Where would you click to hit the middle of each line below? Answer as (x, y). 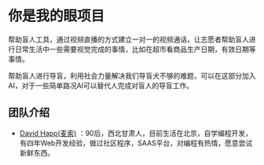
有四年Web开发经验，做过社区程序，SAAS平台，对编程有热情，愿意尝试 (136, 143)
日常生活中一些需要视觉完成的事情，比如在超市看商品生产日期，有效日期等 (135, 49)
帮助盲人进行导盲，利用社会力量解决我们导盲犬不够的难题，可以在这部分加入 (132, 75)
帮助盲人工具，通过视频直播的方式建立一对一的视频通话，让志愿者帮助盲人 (128, 39)
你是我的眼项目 (57, 16)
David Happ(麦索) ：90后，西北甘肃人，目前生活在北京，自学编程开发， (136, 133)
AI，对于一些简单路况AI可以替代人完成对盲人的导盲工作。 (101, 85)
